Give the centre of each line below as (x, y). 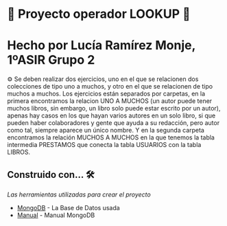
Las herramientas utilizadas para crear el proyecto (79, 194)
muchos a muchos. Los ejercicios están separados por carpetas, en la (106, 94)
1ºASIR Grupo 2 (51, 60)
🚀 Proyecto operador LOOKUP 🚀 (99, 14)
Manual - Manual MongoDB (56, 215)
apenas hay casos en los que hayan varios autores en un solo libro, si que (111, 115)
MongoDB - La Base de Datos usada (68, 207)
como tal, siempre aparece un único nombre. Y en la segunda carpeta (106, 131)
